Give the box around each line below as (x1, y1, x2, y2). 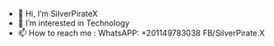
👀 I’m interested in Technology (17, 18, 130, 28)
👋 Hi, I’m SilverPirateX (17, 9, 98, 19)
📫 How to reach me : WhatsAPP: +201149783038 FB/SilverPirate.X (17, 27, 265, 38)
